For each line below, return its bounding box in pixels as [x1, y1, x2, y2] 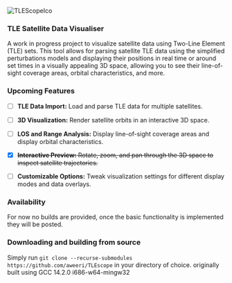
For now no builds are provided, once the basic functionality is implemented [7, 213, 224, 221]
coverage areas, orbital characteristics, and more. [23, 69, 165, 77]
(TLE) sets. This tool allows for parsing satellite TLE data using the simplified [7, 47, 225, 55]
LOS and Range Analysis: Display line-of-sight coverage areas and [17, 129, 210, 138]
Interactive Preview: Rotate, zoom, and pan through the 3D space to [17, 151, 213, 159]
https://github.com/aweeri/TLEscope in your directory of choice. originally [7, 260, 220, 269]
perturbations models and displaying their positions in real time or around [7, 54, 217, 62]
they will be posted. [7, 220, 64, 228]
